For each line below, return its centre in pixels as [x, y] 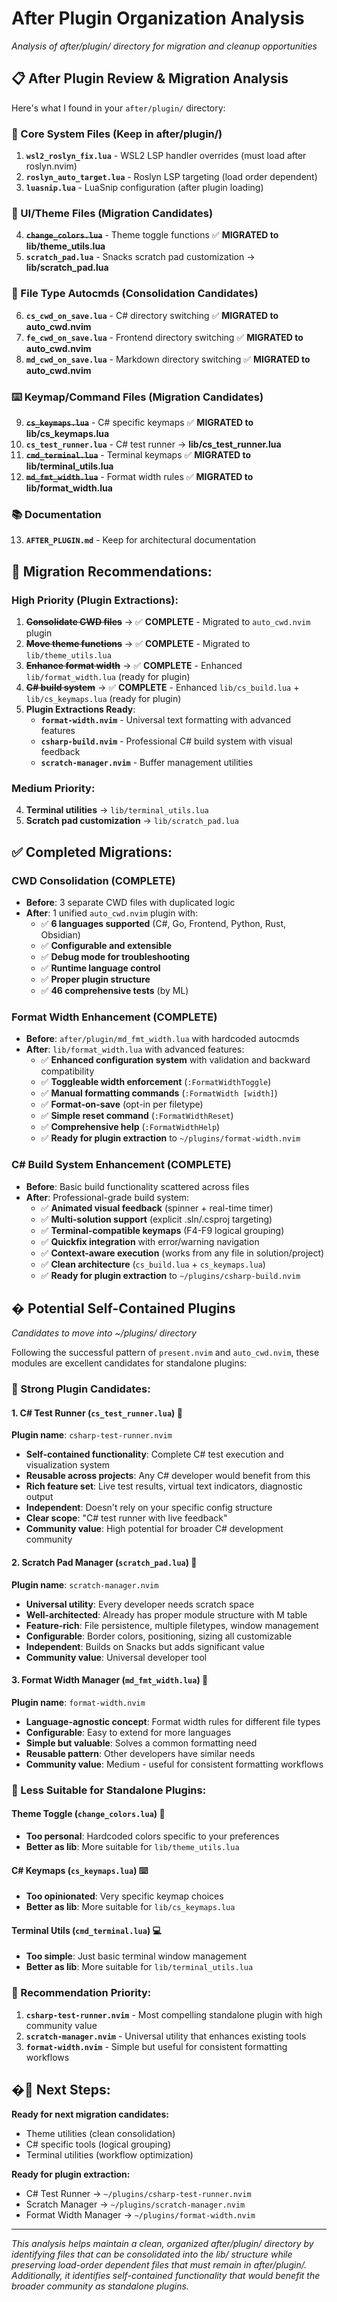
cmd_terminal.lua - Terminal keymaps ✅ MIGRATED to [138, 454]
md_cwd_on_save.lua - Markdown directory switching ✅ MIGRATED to [168, 359]
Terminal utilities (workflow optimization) [109, 2155]
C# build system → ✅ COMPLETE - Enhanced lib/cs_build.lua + [162, 687]
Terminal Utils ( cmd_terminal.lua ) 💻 [86, 1930]
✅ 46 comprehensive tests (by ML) [114, 990]
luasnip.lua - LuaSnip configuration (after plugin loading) [144, 188]
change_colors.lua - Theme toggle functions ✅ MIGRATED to [152, 235]
